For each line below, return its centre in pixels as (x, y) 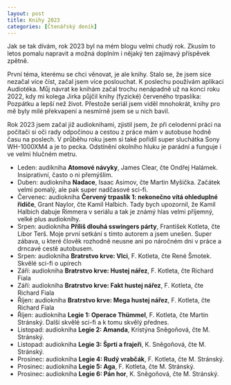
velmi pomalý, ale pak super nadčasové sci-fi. (83, 190)
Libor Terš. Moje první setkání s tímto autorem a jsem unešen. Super (114, 234)
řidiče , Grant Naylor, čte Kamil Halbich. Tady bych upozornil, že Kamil (116, 205)
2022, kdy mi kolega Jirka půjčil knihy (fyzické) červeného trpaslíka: (104, 96)
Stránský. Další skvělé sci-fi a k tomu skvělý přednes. (93, 323)
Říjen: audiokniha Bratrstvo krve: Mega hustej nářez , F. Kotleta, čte (114, 300)
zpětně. (18, 61)
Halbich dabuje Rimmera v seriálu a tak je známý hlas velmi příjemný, (115, 212)
